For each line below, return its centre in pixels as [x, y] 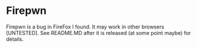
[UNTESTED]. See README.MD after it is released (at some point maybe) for [98, 32]
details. [15, 39]
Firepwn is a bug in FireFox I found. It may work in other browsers [85, 27]
